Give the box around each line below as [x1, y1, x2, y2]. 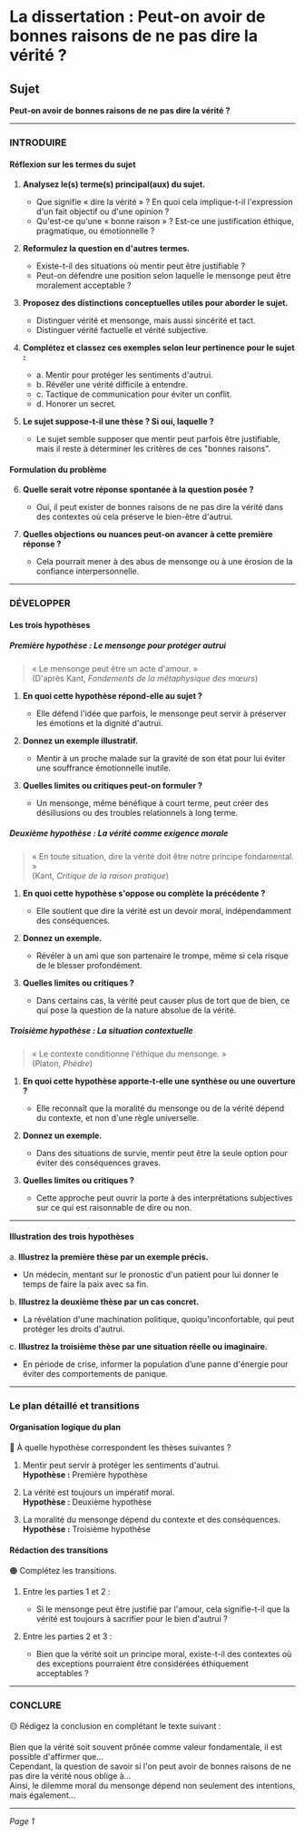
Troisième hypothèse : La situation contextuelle [9, 1026, 193, 1036]
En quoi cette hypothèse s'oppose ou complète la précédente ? [22, 888, 266, 898]
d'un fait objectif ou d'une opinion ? [35, 206, 170, 217]
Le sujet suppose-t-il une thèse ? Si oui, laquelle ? [22, 416, 215, 427]
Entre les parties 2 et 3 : [22, 1631, 113, 1642]
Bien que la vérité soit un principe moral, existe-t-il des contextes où [35, 1649, 292, 1660]
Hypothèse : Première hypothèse [22, 1469, 148, 1480]
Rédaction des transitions [9, 1545, 109, 1556]
